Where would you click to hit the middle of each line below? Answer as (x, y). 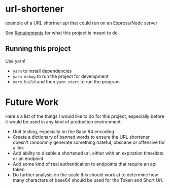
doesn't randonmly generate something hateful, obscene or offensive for (89, 142)
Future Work (32, 102)
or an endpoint (28, 159)
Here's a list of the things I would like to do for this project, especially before (85, 116)
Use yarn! (15, 61)
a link (18, 147)
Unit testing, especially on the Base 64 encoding (63, 131)
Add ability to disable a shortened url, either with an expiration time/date (88, 153)
